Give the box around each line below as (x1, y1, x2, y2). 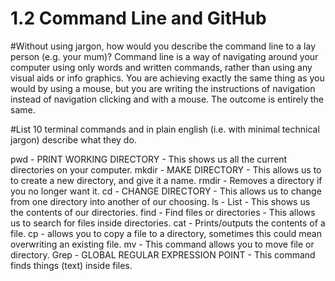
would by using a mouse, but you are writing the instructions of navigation (10, 82, 316, 94)
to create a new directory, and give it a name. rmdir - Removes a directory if (10, 174, 323, 186)
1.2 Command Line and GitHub (10, 7, 267, 30)
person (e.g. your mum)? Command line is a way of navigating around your (10, 50, 319, 62)
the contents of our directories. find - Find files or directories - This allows (10, 206, 316, 218)
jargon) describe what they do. (10, 133, 137, 146)
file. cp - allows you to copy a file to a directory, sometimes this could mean (10, 227, 322, 239)
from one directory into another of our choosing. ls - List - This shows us (10, 195, 311, 207)
